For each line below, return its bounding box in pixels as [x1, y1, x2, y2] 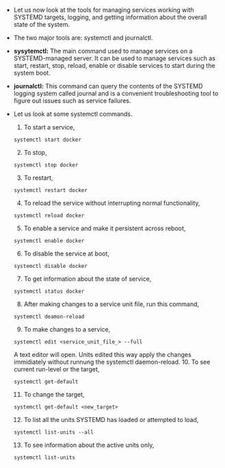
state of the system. [13, 21, 70, 28]
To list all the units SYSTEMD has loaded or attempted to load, [23, 416, 199, 423]
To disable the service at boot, [23, 249, 109, 258]
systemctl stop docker [13, 162, 79, 169]
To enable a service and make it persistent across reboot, [23, 224, 186, 232]
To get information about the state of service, [23, 275, 152, 283]
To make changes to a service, [23, 325, 111, 333]
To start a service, [23, 123, 75, 131]
